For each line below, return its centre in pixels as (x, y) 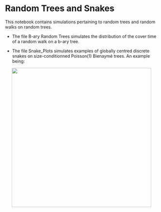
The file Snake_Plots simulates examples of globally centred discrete (80, 51)
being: (18, 61)
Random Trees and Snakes (60, 8)
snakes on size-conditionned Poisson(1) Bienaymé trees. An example (81, 56)
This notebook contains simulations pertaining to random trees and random (80, 22)
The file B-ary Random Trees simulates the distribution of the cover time (84, 36)
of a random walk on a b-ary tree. (46, 41)
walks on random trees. (29, 27)
